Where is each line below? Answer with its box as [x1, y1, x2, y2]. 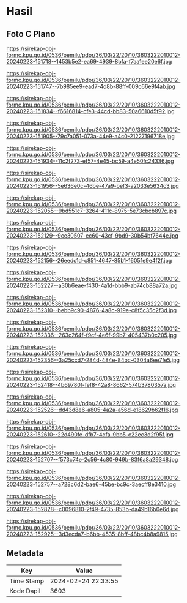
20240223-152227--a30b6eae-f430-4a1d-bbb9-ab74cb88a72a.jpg [6, 282, 178, 289]
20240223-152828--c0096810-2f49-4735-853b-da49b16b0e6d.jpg [6, 506, 179, 512]
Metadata [6, 548, 44, 558]
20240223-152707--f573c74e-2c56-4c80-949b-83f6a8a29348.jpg [6, 456, 178, 463]
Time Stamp [9, 577, 45, 585]
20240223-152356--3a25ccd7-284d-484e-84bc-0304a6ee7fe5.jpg [6, 356, 180, 364]
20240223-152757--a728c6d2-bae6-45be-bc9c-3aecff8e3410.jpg [6, 481, 176, 488]
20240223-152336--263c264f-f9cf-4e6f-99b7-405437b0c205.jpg [6, 332, 177, 339]
